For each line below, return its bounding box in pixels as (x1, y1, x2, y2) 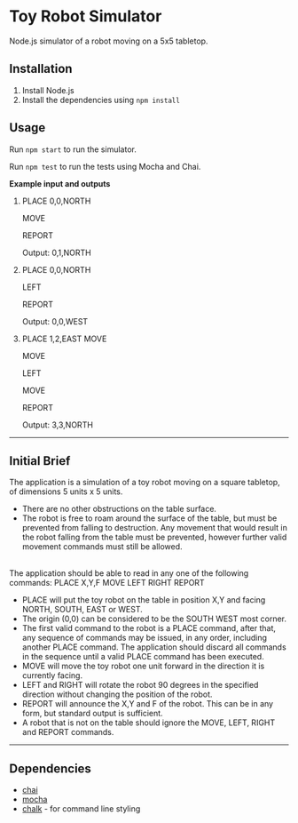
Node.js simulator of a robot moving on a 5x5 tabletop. (9, 36, 208, 46)
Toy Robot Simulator (9, 6, 162, 27)
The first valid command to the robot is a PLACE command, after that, (21, 623, 277, 634)
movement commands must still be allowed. (21, 541, 184, 552)
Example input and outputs (9, 178, 111, 188)
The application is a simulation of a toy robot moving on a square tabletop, (9, 477, 281, 488)
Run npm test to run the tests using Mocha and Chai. (9, 161, 201, 172)
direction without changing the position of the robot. (21, 689, 213, 699)
